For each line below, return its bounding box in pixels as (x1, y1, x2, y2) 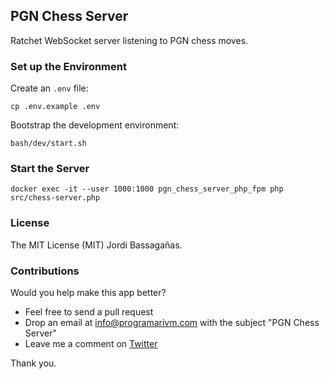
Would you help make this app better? (10, 287, 167, 298)
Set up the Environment (10, 59, 127, 73)
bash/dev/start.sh (10, 139, 87, 149)
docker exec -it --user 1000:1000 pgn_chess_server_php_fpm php (10, 184, 284, 194)
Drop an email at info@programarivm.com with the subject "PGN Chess (24, 317, 320, 328)
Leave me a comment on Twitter (24, 338, 158, 349)
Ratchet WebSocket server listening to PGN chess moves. (10, 34, 249, 46)
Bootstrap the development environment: (10, 119, 180, 131)
